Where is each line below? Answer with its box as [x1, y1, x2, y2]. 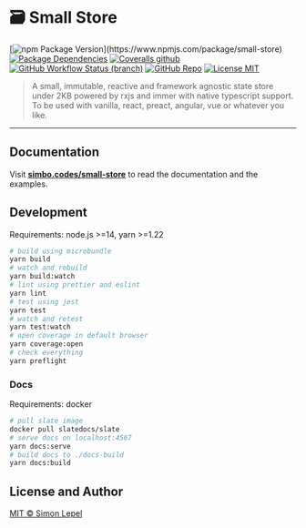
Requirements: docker [9, 399, 93, 410]
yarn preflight [9, 356, 67, 365]
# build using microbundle [9, 247, 112, 256]
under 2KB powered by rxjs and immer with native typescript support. [31, 90, 294, 101]
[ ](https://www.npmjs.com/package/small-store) [9, 43, 282, 55]
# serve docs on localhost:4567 [9, 433, 132, 442]
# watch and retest [9, 314, 84, 323]
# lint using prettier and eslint [9, 280, 141, 289]
